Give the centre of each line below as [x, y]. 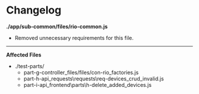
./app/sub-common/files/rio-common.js [57, 26]
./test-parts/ [29, 66]
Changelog [34, 10]
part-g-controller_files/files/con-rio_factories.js [81, 72]
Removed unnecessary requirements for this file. [74, 38]
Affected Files [24, 55]
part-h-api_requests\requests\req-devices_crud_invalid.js [94, 78]
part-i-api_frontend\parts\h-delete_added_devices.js [88, 85]
